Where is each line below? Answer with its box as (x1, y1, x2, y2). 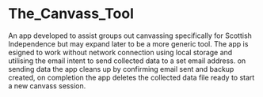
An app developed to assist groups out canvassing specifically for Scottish (8, 31, 252, 40)
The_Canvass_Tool (8, 5, 135, 23)
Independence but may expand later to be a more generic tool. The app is (8, 39, 249, 48)
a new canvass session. (8, 80, 86, 91)
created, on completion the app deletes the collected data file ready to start (8, 73, 255, 82)
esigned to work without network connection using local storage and (8, 47, 233, 57)
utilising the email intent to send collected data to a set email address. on (8, 56, 246, 65)
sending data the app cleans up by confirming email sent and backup (8, 64, 234, 73)
